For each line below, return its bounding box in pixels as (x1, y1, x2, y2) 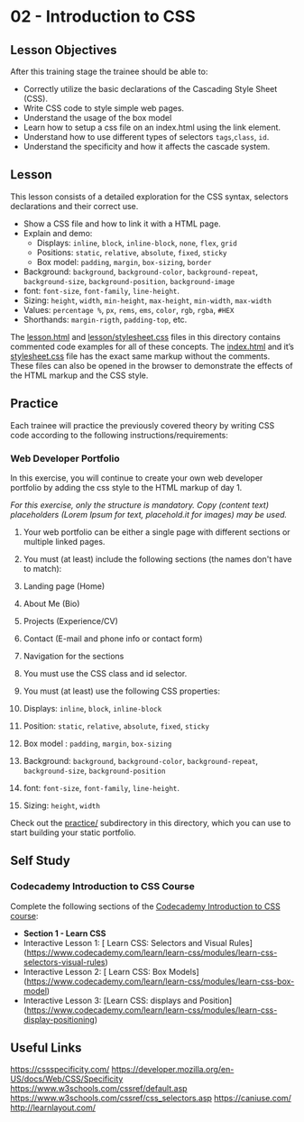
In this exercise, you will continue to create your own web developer (10, 472, 263, 483)
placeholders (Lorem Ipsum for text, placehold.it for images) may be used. (10, 509, 288, 520)
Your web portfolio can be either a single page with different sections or (23, 526, 291, 538)
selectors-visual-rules (23, 956, 106, 967)
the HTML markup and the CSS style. (10, 370, 149, 381)
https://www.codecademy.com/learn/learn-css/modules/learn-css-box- (26, 976, 295, 987)
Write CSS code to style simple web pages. (23, 103, 184, 114)
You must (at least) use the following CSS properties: (23, 685, 220, 696)
